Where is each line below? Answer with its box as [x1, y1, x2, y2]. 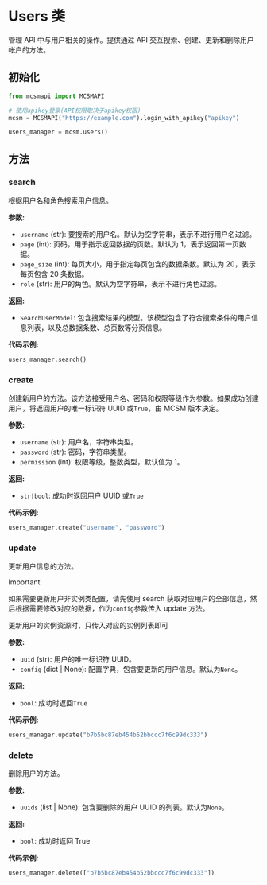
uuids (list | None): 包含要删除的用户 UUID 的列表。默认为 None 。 [19, 802, 229, 812]
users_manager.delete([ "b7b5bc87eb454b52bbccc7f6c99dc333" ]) [8, 869, 215, 877]
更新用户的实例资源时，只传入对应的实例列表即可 [8, 621, 168, 631]
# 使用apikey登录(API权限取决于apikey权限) [8, 107, 141, 115]
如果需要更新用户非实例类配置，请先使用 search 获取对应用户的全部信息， [8, 594, 250, 604]
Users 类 [8, 7, 66, 25]
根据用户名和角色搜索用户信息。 [8, 196, 113, 205]
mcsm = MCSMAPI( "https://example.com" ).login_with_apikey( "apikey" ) [8, 114, 240, 122]
